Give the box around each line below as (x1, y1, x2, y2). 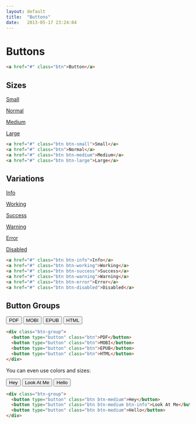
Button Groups (6, 300, 60, 310)
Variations (6, 173, 45, 183)
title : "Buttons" (6, 14, 51, 20)
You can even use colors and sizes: (6, 367, 92, 374)
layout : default (6, 8, 45, 15)
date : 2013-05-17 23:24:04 (6, 19, 77, 25)
